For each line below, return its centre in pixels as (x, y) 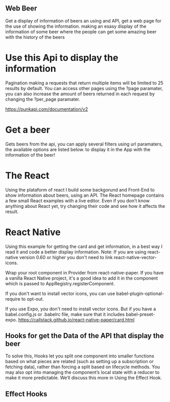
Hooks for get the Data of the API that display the (85, 336)
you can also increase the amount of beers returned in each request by (80, 94)
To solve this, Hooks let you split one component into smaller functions (80, 356)
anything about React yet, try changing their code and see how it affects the (85, 206)
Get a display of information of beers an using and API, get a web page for (83, 20)
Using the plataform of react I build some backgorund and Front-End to (80, 189)
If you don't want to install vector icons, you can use (60, 293)
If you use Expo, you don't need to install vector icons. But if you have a (81, 309)
